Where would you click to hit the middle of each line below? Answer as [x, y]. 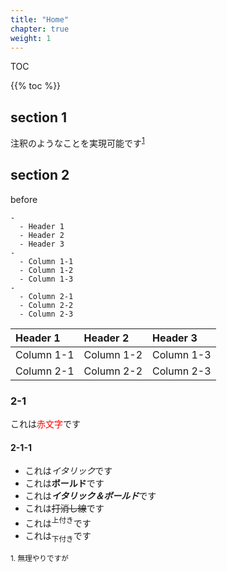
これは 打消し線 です [64, 508]
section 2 [40, 175]
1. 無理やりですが [39, 558]
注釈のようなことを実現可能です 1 [77, 142]
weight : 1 [31, 38]
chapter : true [40, 29]
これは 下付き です [58, 536]
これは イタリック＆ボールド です [90, 496]
